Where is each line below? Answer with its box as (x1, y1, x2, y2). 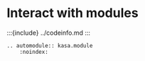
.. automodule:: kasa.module (6, 42, 93, 49)
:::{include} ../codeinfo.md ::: (6, 28, 90, 37)
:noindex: (19, 48, 49, 55)
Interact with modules (6, 5, 139, 21)
